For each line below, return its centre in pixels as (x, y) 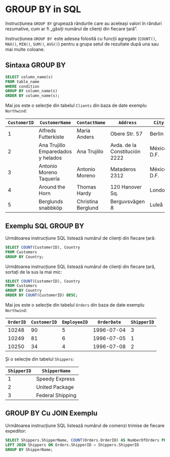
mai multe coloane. (25, 49)
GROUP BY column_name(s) (31, 91)
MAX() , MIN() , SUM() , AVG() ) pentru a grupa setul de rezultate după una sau (82, 44)
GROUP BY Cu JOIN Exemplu (51, 413)
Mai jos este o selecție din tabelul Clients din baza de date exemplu (76, 105)
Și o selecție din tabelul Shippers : (40, 359)
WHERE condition (22, 86)
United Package (55, 387)
